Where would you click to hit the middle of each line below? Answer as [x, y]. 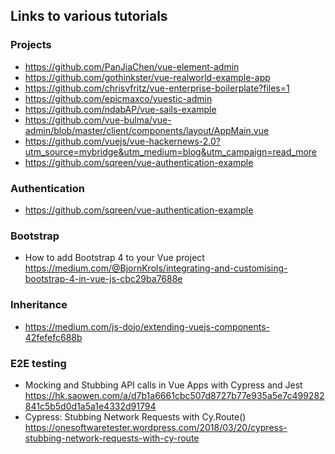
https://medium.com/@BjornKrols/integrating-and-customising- [156, 268]
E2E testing [38, 363]
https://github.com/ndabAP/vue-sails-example [120, 109]
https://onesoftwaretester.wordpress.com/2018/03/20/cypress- [156, 427]
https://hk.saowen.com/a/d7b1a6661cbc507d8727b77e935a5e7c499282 [174, 395]
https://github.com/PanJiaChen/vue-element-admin [132, 66]
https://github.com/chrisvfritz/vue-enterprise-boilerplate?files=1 [157, 88]
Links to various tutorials [89, 16]
